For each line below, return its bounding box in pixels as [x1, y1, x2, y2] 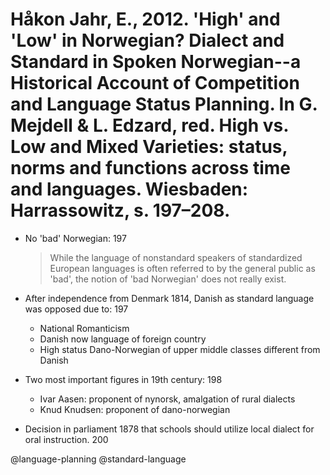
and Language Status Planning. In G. [10, 93, 318, 116]
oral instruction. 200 [24, 433, 109, 445]
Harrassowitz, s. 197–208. [10, 199, 231, 222]
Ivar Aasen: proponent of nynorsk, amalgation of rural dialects [39, 393, 296, 405]
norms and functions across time [10, 157, 291, 180]
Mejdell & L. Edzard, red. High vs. [10, 114, 289, 137]
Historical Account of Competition [10, 72, 300, 95]
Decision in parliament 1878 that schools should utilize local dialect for [24, 423, 315, 435]
